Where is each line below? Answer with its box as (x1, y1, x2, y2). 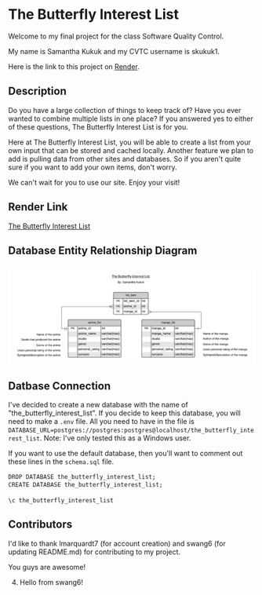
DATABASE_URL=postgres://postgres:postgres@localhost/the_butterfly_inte (8, 426, 255, 434)
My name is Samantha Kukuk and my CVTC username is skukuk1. (8, 46, 220, 56)
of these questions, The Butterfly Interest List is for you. (8, 122, 188, 131)
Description (8, 85, 67, 98)
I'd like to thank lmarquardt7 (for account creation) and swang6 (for (8, 538, 226, 548)
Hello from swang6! (19, 577, 84, 586)
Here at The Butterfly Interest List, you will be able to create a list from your (8, 137, 251, 147)
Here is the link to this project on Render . (8, 61, 140, 71)
